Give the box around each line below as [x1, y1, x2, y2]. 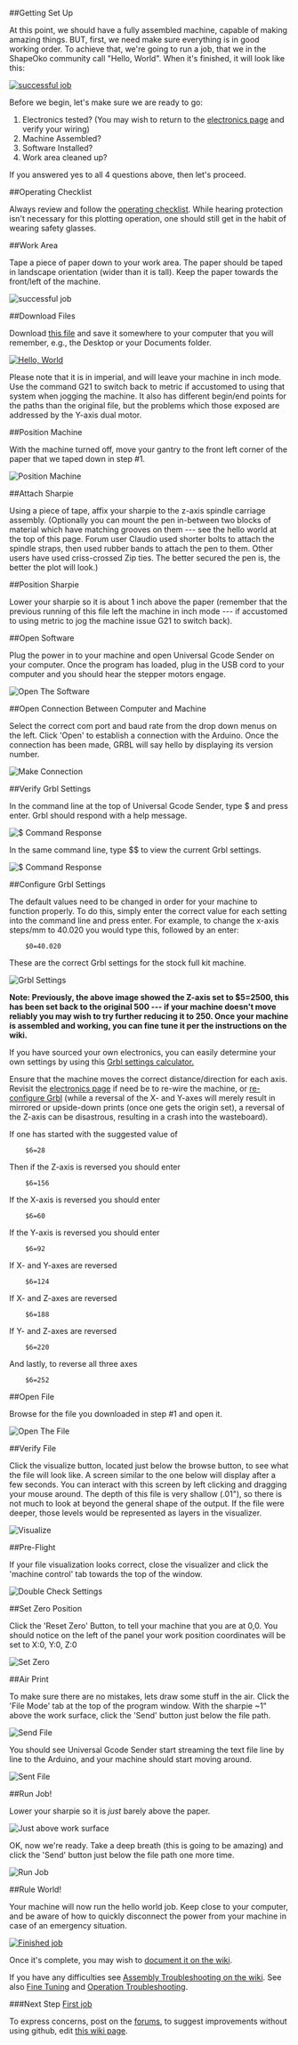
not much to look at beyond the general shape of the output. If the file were [9, 1499, 285, 1508]
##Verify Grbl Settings [9, 783, 92, 794]
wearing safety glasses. [9, 222, 97, 233]
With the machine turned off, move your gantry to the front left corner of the [9, 444, 287, 455]
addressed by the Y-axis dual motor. [9, 409, 142, 420]
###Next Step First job [9, 1999, 93, 2009]
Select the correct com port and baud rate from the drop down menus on [9, 721, 278, 731]
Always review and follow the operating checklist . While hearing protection [9, 204, 284, 214]
